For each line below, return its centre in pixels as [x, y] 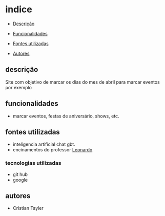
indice [19, 9]
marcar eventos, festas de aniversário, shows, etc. [66, 116]
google [20, 180]
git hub [20, 174]
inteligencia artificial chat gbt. [44, 144]
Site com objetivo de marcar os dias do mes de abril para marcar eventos [82, 82]
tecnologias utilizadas [33, 163]
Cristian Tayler [28, 208]
